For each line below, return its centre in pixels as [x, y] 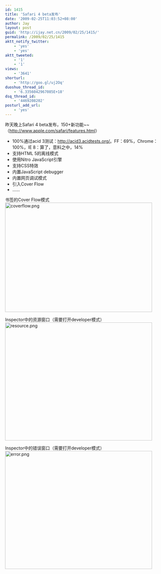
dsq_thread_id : [21, 96]
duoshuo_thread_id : [25, 87]
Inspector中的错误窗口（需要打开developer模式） [55, 448]
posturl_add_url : [23, 105]
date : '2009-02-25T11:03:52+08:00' [41, 19]
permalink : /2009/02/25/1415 [35, 37]
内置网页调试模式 [29, 178]
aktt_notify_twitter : [27, 42]
